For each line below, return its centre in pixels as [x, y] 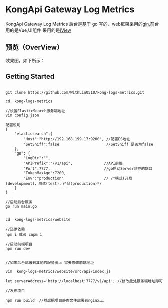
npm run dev [18, 249]
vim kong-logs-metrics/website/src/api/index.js [58, 271]
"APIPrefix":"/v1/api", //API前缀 [73, 163]
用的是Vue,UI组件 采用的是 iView [38, 30]
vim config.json [22, 115]
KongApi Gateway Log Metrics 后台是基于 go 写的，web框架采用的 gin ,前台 [82, 24]
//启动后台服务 [19, 202]
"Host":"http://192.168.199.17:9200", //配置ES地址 [77, 139]
